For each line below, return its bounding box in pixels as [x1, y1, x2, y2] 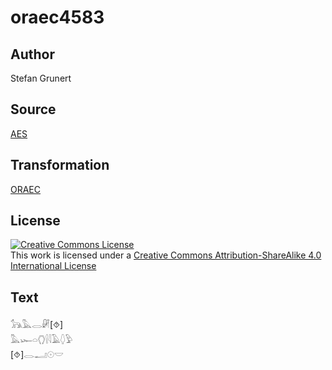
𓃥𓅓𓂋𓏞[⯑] [10, 319, 64, 331]
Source [10, 101, 57, 118]
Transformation [10, 157, 110, 174]
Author [10, 46, 55, 63]
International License [10, 260, 97, 272]
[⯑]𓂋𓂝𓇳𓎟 [10, 349, 64, 361]
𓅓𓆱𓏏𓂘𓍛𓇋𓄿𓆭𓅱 [10, 334, 73, 346]
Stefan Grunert [10, 72, 72, 84]
